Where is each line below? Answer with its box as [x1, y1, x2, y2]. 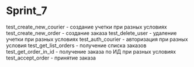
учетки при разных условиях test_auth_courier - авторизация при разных [6, 36, 188, 43]
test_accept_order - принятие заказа [6, 54, 96, 61]
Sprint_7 [6, 4, 48, 17]
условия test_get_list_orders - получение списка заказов [6, 42, 147, 49]
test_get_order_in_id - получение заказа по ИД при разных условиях [6, 48, 176, 55]
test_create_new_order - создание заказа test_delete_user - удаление [6, 29, 177, 36]
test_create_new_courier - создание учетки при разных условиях [6, 23, 168, 30]
